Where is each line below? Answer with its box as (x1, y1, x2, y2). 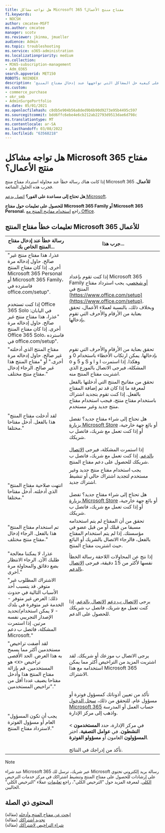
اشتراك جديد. (69, 479, 97, 485)
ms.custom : (5, 85, 27, 90)
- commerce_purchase (5, 90, 48, 95)
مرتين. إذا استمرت (7, 620, 46, 626)
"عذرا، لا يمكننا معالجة (7, 550, 53, 557)
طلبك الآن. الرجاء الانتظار (7, 556, 59, 563)
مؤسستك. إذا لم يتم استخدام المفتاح (69, 530, 144, 537)
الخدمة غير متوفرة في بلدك (7, 601, 64, 608)
